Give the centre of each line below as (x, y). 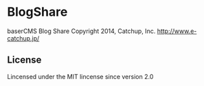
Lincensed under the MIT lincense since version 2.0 (80, 76)
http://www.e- (177, 31)
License (24, 60)
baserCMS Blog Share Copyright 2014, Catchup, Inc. (81, 31)
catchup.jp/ (23, 38)
